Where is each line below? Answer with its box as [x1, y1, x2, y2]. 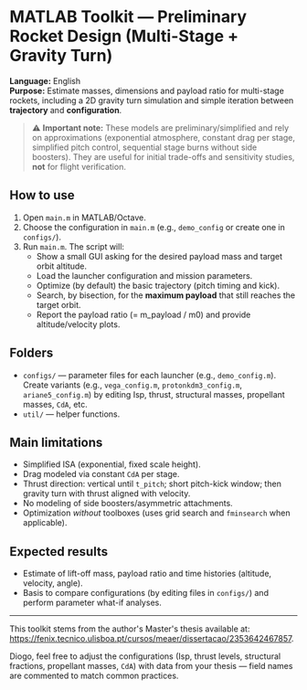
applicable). [22, 517, 68, 528]
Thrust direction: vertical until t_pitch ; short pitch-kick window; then [22, 478, 281, 490]
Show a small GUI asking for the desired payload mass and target [36, 250, 283, 261]
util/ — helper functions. [22, 409, 121, 419]
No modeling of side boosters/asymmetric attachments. [22, 498, 233, 509]
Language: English [9, 75, 80, 86]
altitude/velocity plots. [36, 318, 121, 330]
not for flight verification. [31, 161, 126, 172]
